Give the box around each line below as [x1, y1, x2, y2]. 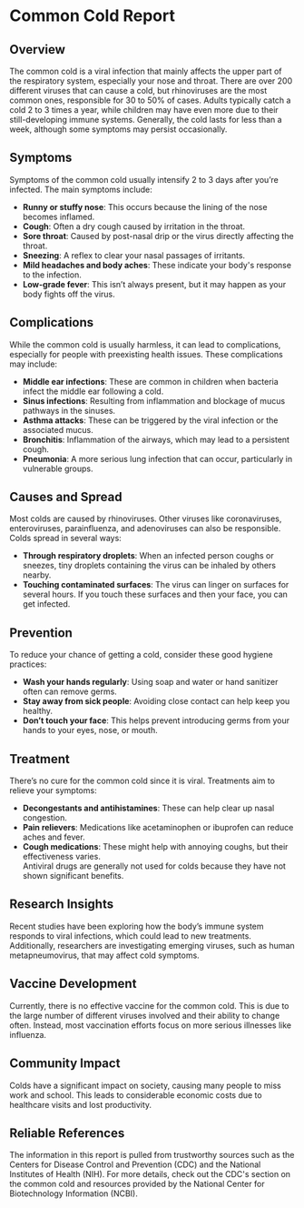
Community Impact [9, 1056, 121, 1072]
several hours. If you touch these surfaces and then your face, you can [22, 589, 289, 600]
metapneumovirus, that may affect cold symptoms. [9, 950, 200, 961]
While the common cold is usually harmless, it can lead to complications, [9, 338, 281, 350]
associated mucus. [22, 424, 93, 435]
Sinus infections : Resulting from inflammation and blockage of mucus [22, 395, 286, 406]
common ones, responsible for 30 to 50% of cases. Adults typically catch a [9, 95, 291, 106]
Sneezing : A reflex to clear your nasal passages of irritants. [22, 249, 246, 260]
